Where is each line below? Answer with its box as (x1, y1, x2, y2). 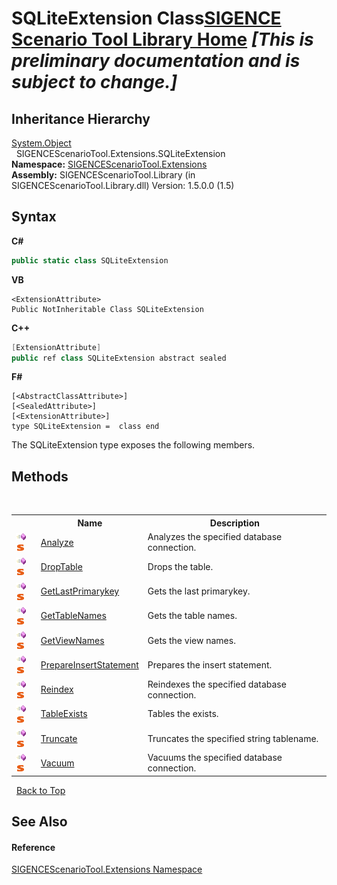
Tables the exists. (147, 708, 219, 720)
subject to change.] (11, 71, 178, 94)
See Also (11, 813, 68, 831)
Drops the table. (147, 560, 214, 572)
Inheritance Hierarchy (11, 110, 151, 127)
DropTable (40, 560, 83, 572)
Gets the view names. (147, 634, 236, 646)
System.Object (11, 137, 72, 149)
